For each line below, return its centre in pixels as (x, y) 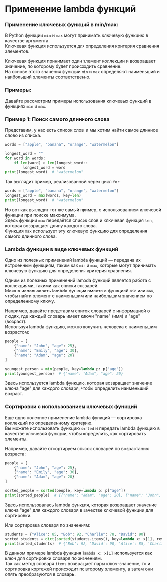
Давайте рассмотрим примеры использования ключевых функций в (78, 101)
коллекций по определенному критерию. (49, 423)
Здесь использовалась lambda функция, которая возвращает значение (81, 505)
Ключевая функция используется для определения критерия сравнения (82, 46)
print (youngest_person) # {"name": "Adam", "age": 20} (64, 374)
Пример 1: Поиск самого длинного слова (57, 119)
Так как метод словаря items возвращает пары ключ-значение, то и (78, 564)
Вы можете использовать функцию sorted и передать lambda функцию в (83, 428)
